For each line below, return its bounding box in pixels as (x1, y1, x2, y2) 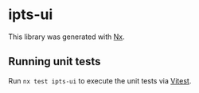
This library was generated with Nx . (8, 32, 125, 41)
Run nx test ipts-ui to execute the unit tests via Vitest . (8, 76, 192, 85)
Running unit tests (8, 55, 101, 68)
